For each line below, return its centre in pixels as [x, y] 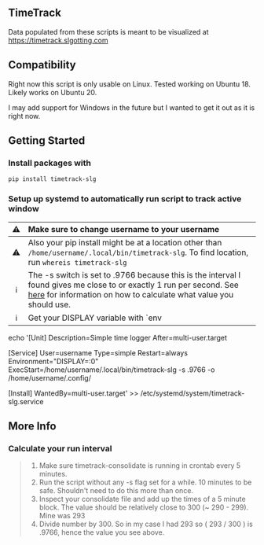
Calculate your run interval [60, 448]
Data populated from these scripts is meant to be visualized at [109, 31]
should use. [49, 304]
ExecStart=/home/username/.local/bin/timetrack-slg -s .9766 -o [112, 370]
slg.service [26, 401]
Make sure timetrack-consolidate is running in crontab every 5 [140, 466]
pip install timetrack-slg [52, 179]
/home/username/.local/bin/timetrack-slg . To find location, [138, 252]
